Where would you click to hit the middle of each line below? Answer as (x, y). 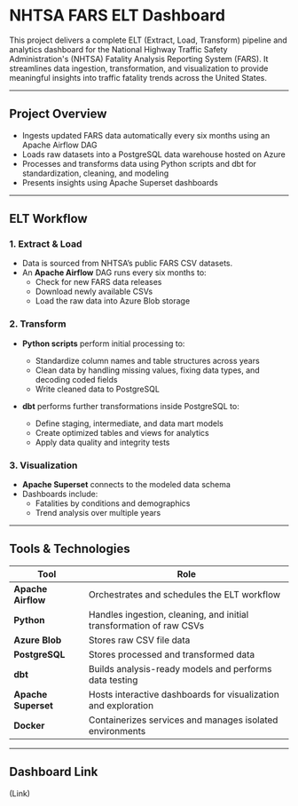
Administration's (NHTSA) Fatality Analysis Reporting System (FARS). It (139, 59)
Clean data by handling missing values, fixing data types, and (147, 370)
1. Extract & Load (46, 244)
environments (117, 731)
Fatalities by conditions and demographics (113, 503)
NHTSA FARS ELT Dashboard (118, 16)
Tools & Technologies (70, 549)
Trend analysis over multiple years (98, 513)
